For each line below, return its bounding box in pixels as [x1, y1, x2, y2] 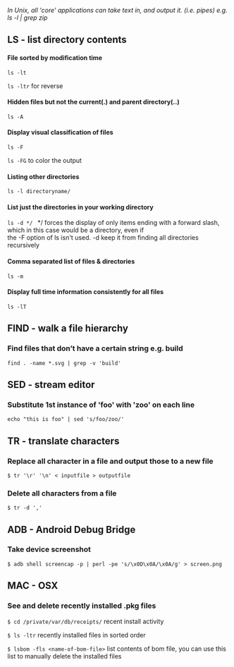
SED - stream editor [7, 379, 95, 391]
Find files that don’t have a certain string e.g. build [7, 343, 183, 353]
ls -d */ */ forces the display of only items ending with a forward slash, [7, 219, 220, 227]
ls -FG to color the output [7, 157, 82, 164]
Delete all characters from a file [7, 488, 117, 498]
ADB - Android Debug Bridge [7, 523, 136, 535]
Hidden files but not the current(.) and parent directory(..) [7, 98, 180, 106]
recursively [7, 241, 40, 250]
